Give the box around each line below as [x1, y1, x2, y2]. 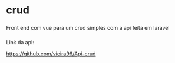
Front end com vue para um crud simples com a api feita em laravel [6, 24, 170, 32]
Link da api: [6, 39, 34, 46]
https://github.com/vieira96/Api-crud [6, 50, 96, 57]
